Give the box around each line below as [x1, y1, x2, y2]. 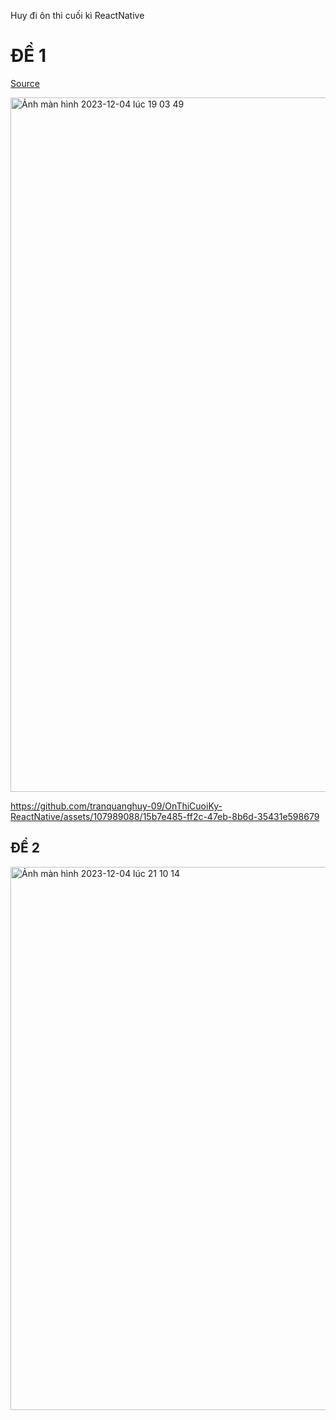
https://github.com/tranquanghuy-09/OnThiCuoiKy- [10, 800, 223, 812]
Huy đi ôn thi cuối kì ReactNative [10, 10, 145, 21]
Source [10, 77, 40, 89]
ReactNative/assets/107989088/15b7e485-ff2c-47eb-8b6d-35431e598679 [10, 810, 320, 822]
